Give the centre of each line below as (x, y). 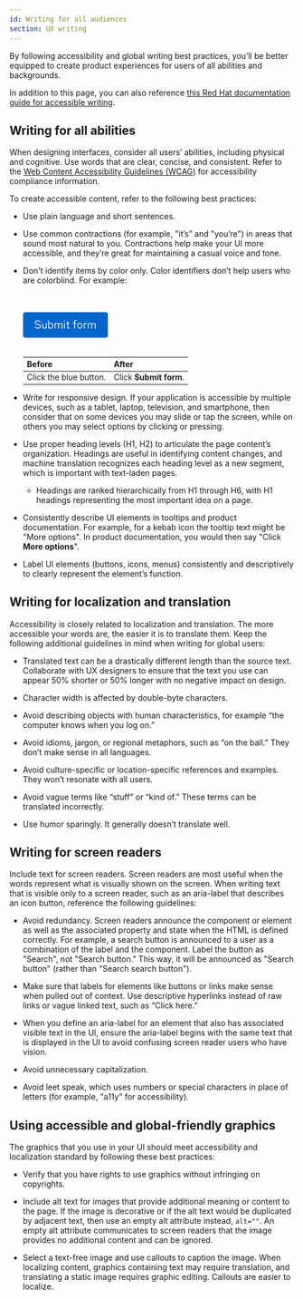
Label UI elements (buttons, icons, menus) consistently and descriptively (158, 564)
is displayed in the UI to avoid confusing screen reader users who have (155, 1042)
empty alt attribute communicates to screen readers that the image (147, 1231)
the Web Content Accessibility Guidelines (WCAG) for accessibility (133, 171)
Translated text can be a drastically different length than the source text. (157, 661)
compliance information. (55, 181)
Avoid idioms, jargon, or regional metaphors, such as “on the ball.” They (156, 742)
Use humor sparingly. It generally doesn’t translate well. (126, 824)
